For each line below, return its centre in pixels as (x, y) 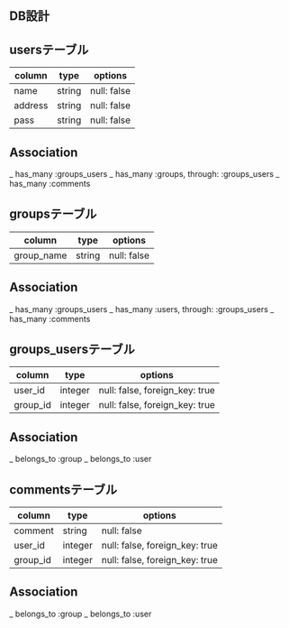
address (31, 106)
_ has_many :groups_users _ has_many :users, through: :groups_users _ (142, 309)
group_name (41, 255)
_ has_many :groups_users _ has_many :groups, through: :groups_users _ (144, 174)
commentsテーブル (63, 489)
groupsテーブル (53, 214)
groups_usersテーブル (72, 350)
